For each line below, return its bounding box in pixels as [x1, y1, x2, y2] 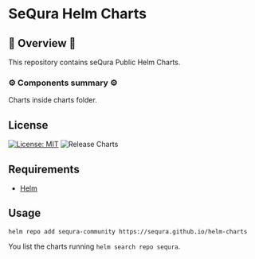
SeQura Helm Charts [8, 5, 147, 23]
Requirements [8, 162, 80, 176]
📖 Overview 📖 [8, 37, 76, 50]
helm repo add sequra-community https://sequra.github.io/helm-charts [8, 227, 248, 235]
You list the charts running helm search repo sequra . [8, 242, 181, 251]
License [8, 118, 49, 132]
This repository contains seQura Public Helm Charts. [8, 57, 181, 67]
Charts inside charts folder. [8, 95, 97, 105]
